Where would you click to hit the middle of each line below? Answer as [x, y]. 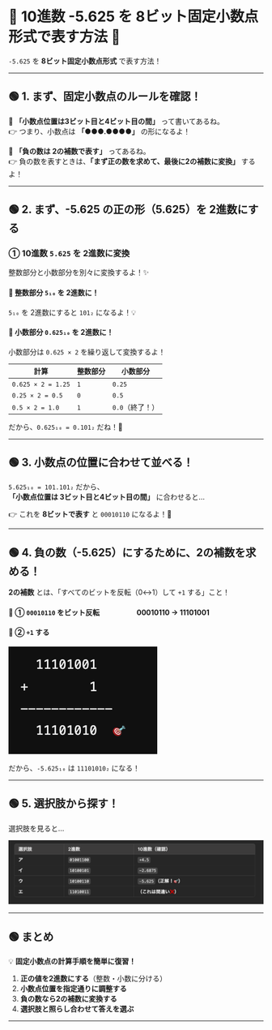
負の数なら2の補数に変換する [68, 999]
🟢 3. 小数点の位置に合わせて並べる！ [101, 462]
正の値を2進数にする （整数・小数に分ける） [93, 979]
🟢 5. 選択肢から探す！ [64, 804]
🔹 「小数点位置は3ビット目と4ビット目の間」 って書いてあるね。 [117, 121]
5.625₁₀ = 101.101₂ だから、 [56, 487]
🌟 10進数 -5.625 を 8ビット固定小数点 [134, 17]
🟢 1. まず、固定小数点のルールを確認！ [105, 97]
